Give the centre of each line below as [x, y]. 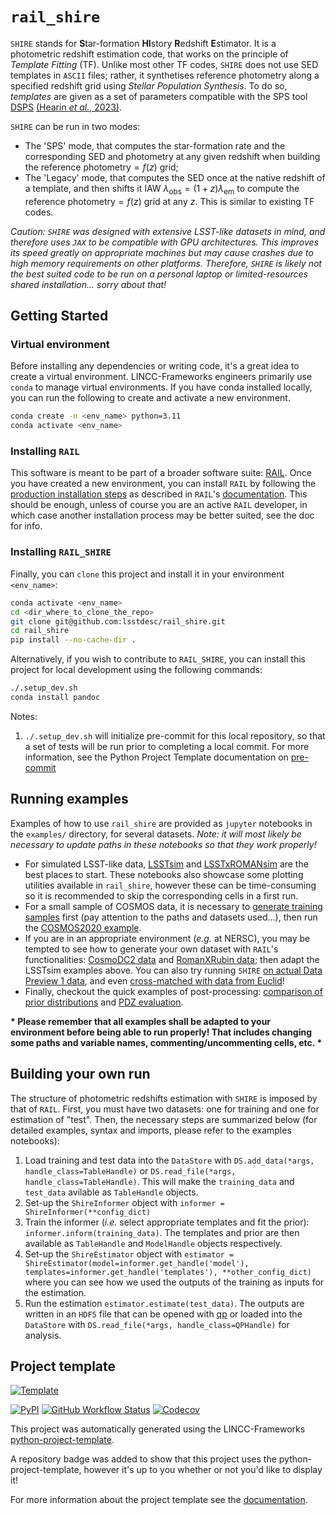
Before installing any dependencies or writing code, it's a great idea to [155, 366]
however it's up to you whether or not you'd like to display [203, 1470]
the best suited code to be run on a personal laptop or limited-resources [159, 274]
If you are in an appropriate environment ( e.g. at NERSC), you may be [167, 938]
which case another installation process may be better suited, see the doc [162, 515]
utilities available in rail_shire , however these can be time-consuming [170, 885]
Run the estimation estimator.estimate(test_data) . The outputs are [164, 1303]
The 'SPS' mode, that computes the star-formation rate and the [155, 145]
